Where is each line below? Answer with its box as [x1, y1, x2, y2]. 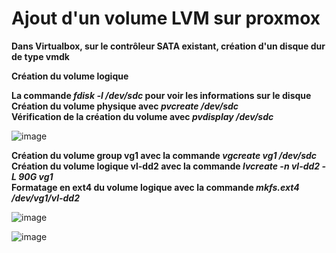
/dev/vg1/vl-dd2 [11, 192, 81, 204]
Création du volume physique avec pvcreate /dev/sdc [11, 100, 239, 112]
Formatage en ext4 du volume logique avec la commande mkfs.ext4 [11, 181, 300, 193]
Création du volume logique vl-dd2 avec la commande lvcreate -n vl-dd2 [11, 160, 321, 172]
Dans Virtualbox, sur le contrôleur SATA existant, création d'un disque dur [11, 40, 326, 52]
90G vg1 [18, 170, 54, 182]
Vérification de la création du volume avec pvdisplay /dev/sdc [11, 110, 274, 122]
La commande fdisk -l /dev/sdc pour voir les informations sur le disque [11, 89, 312, 101]
